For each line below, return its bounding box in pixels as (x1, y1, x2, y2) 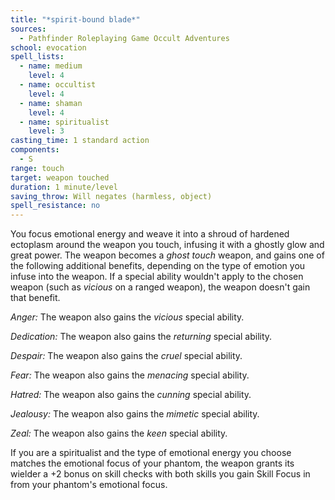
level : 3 (28, 126, 65, 136)
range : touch (10, 163, 65, 173)
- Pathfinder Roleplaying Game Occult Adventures (19, 33, 230, 43)
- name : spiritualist (19, 117, 110, 127)
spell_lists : (10, 52, 65, 62)
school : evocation (10, 42, 87, 53)
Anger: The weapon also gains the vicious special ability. (10, 311, 245, 323)
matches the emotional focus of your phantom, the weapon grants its (10, 457, 295, 470)
